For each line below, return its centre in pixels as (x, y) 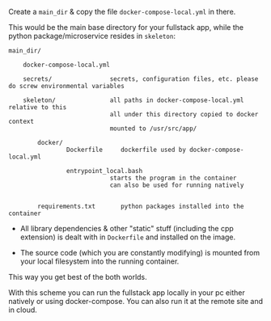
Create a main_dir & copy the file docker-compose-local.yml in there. (122, 12)
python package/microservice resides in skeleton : (92, 36)
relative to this (38, 108)
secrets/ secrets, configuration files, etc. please (141, 79)
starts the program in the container (173, 178)
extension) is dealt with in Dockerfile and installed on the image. (128, 237)
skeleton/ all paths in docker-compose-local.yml (133, 100)
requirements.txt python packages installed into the (141, 206)
